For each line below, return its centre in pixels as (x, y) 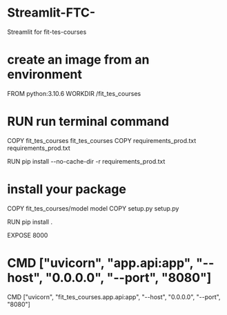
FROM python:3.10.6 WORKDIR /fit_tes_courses (74, 93)
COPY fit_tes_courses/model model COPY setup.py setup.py (93, 208)
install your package (67, 189)
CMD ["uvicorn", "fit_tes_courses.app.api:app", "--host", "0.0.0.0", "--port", (114, 297)
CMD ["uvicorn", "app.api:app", (100, 263)
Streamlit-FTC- (51, 13)
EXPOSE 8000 (28, 235)
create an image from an (78, 60)
